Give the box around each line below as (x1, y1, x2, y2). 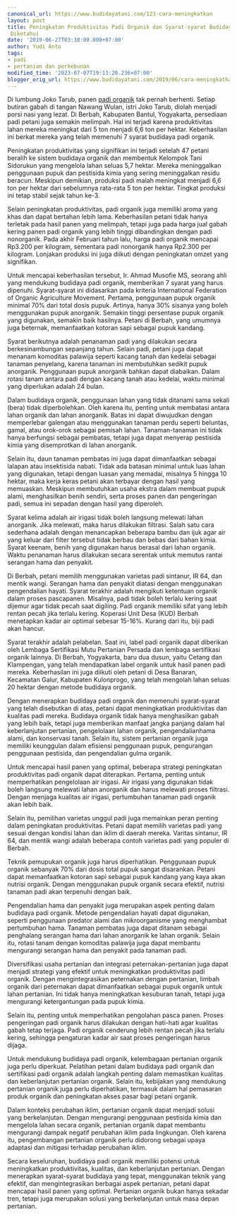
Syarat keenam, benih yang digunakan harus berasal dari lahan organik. (7, 543, 216, 552)
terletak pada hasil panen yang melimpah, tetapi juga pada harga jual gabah (7, 220, 228, 229)
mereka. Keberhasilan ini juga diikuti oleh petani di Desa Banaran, (7, 668, 197, 677)
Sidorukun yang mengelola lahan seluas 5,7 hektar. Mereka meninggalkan (7, 162, 221, 170)
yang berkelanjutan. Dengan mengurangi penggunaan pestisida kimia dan (7, 1113, 222, 1122)
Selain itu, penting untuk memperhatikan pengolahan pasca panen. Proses (7, 1011, 224, 1019)
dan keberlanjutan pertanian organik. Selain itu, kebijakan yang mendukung (7, 1077, 226, 1086)
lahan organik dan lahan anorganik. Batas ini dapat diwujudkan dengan (7, 411, 213, 420)
